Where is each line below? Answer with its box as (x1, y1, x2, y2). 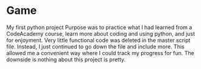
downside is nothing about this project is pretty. (6, 56, 126, 63)
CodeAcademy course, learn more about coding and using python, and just (6, 30, 196, 37)
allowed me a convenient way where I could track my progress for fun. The (6, 49, 195, 56)
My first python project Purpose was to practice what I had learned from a (6, 24, 192, 31)
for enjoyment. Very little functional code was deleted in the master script (6, 36, 191, 44)
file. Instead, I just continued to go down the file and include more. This (6, 43, 185, 50)
